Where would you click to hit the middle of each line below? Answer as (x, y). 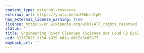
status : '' (17, 29)
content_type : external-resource (41, 10)
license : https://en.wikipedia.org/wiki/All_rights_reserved (71, 24)
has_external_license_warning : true (44, 19)
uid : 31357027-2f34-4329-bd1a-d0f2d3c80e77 (52, 38)
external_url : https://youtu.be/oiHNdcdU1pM (53, 15)
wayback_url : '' (22, 43)
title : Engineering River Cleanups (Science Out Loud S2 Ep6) (72, 33)
